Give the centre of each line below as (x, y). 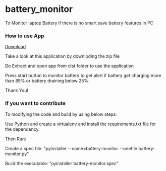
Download (16, 47)
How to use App (25, 36)
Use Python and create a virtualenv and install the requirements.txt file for (81, 124)
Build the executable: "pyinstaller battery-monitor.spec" (62, 163)
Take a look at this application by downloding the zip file (62, 56)
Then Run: (16, 139)
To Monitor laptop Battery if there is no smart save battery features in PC (79, 23)
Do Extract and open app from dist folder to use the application (70, 66)
